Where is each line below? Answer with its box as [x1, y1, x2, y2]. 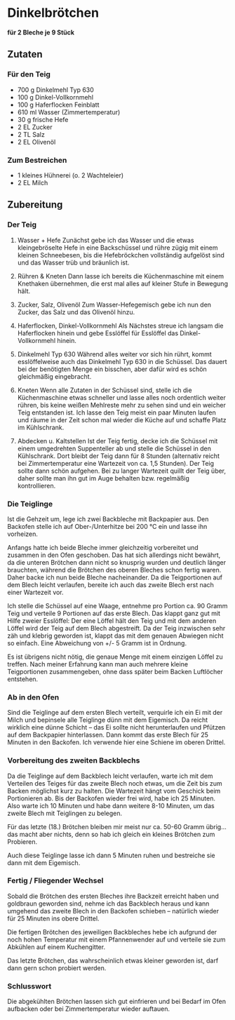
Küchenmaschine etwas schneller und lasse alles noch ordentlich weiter [17, 393, 226, 401]
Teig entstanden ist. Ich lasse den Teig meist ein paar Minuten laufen [17, 408, 216, 417]
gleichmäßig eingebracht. [17, 372, 92, 380]
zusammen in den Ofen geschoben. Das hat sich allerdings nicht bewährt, [7, 551, 221, 559]
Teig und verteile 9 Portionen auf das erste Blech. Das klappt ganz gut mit [7, 609, 221, 617]
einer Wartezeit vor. [7, 588, 65, 596]
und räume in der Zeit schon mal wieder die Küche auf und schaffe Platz [17, 415, 227, 424]
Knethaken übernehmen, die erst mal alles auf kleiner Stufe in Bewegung [17, 279, 228, 288]
